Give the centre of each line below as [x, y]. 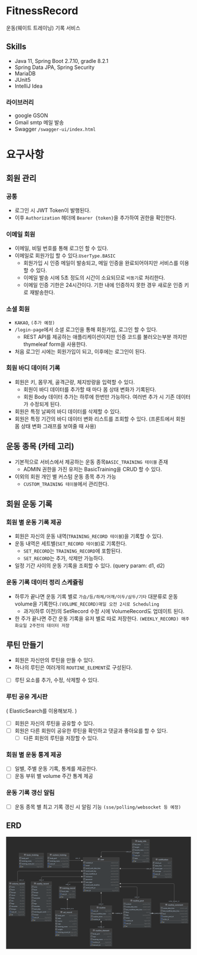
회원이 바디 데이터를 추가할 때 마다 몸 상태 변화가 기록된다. [90, 389]
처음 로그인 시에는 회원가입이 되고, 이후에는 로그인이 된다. [80, 351]
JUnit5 [23, 79]
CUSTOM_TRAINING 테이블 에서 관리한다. [66, 484]
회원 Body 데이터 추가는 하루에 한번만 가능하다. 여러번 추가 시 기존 [99, 397]
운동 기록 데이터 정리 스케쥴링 [45, 583]
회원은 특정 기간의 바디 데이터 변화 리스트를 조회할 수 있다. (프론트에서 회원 [100, 418]
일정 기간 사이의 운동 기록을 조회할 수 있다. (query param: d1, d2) [90, 565]
